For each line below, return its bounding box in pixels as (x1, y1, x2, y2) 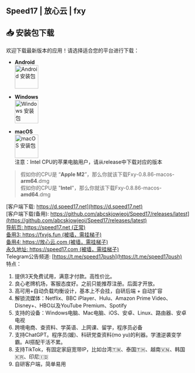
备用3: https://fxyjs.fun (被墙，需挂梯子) (6, 231, 102, 239)
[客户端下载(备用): (6, 210, 50, 217)
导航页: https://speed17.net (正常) (6, 224, 86, 231)
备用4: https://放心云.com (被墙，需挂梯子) (6, 239, 109, 246)
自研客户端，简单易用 (14, 361, 66, 368)
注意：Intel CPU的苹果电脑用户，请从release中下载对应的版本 (14, 158, 162, 165)
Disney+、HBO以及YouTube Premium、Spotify (14, 302, 127, 309)
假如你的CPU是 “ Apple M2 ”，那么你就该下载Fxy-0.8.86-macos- (20, 171, 175, 178)
